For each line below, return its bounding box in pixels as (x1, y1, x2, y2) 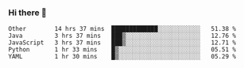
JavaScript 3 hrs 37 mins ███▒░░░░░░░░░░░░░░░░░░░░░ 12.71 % (8, 39, 237, 47)
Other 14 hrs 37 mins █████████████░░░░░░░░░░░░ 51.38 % (8, 25, 237, 33)
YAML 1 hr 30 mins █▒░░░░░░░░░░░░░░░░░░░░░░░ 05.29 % (8, 53, 237, 61)
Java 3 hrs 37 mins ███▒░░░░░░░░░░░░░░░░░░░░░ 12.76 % (8, 32, 237, 40)
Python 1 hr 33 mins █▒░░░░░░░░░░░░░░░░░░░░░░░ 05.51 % (8, 46, 237, 54)
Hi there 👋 (8, 7, 48, 18)
